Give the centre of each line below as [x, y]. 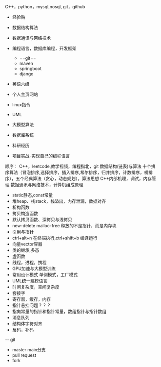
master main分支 [29, 350]
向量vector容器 [27, 244]
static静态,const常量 [32, 195]
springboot [30, 69]
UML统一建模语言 [30, 281]
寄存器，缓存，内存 [31, 299]
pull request [24, 355]
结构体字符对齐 [27, 324]
